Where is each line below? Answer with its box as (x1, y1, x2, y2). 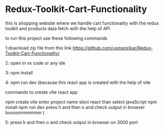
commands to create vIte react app (5, 89, 78, 95)
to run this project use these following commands (5, 35, 108, 41)
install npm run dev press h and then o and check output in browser (5, 104, 145, 110)
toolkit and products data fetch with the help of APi (5, 25, 110, 31)
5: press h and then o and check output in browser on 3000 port (5, 119, 138, 125)
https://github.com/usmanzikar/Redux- (72, 45, 153, 51)
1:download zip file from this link (5, 45, 72, 51)
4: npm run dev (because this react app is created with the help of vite (5, 79, 151, 85)
